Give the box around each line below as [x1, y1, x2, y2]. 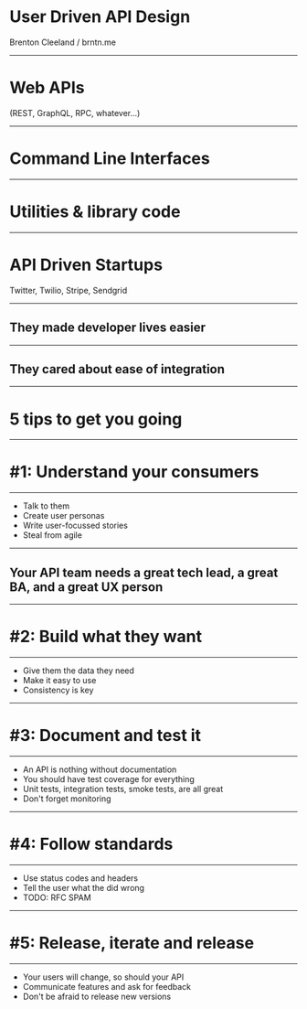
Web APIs [9, 78, 85, 98]
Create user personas [22, 510, 105, 521]
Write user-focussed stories [22, 520, 128, 531]
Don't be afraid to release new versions [22, 991, 172, 1002]
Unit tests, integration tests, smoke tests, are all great [22, 783, 224, 794]
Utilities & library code [9, 201, 181, 221]
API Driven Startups [9, 254, 163, 275]
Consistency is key [22, 684, 94, 695]
